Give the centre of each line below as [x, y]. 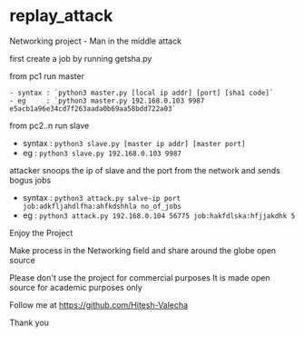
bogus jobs [30, 180]
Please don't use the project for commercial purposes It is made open [140, 277]
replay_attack [61, 16]
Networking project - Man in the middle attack [96, 41]
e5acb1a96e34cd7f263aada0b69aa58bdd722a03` [93, 109]
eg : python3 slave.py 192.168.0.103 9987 [102, 153]
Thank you [29, 322]
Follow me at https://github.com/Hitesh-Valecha [99, 304]
